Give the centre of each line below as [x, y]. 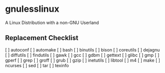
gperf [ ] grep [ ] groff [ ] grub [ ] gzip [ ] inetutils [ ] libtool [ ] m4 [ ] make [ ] [82, 60]
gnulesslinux [32, 9]
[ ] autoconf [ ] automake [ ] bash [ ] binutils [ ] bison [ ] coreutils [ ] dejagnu [82, 49]
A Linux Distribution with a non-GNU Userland [52, 23]
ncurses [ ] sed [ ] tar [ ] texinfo [37, 65]
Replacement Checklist [42, 38]
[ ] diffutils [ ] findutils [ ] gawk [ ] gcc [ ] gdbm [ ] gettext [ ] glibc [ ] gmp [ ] [82, 55]
